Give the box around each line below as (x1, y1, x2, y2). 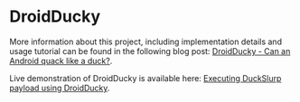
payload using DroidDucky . (9, 82, 110, 93)
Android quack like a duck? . (9, 55, 113, 66)
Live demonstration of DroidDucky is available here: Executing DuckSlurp (9, 72, 282, 83)
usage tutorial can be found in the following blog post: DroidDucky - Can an (9, 45, 291, 56)
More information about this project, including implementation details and (9, 36, 283, 47)
